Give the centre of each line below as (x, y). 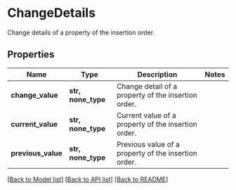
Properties (31, 55)
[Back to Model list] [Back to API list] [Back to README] (88, 179)
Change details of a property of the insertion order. (81, 32)
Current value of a (147, 115)
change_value (34, 95)
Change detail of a (147, 86)
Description (157, 74)
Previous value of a (149, 144)
